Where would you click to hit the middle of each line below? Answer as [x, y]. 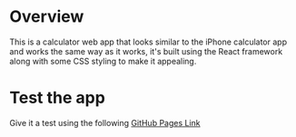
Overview [47, 17]
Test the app [58, 98]
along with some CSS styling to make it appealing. [103, 61]
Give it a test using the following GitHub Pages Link [105, 122]
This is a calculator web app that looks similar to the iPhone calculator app [148, 42]
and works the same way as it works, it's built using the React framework [146, 51]
